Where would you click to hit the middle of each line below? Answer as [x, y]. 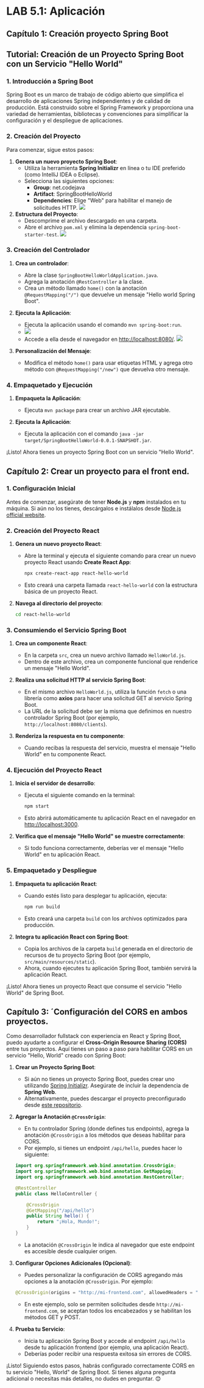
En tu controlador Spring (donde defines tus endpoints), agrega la [107, 1129]
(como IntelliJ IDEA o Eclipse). [62, 174]
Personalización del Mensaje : [53, 351]
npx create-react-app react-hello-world [76, 574]
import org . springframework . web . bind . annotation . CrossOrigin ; [96, 1166]
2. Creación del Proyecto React [53, 531]
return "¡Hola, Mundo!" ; [69, 1222]
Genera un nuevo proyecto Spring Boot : [66, 161]
